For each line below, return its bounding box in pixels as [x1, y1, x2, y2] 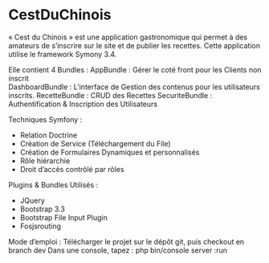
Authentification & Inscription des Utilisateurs [8, 99, 158, 109]
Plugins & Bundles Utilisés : [8, 179, 99, 190]
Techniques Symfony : [8, 114, 83, 124]
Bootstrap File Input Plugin [19, 212, 108, 222]
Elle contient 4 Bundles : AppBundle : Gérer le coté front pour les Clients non [8, 64, 262, 74]
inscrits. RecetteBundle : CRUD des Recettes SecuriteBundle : [8, 90, 213, 100]
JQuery [19, 195, 46, 205]
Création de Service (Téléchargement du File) [19, 138, 171, 148]
